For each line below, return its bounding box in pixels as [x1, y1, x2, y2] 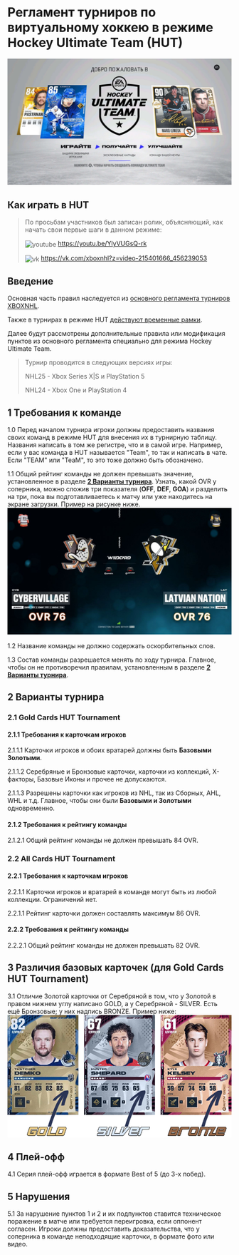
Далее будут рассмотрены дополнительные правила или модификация [7, 329, 225, 338]
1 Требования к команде [7, 406, 122, 419]
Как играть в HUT [7, 199, 90, 211]
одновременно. [7, 804, 55, 813]
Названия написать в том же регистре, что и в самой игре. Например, [7, 441, 223, 449]
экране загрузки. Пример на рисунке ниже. [7, 500, 141, 508]
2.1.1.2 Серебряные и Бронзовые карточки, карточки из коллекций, [7, 767, 211, 776]
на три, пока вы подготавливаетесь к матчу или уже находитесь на [7, 493, 213, 501]
